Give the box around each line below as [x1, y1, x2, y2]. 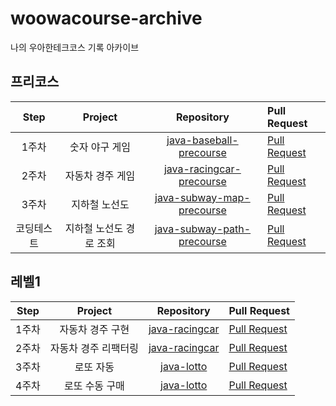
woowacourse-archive [10, 7, 203, 30]
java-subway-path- [154, 222, 252, 236]
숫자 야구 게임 [69, 140, 131, 154]
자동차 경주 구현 [59, 322, 130, 336]
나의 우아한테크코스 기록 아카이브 [10, 41, 140, 53]
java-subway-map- [154, 190, 251, 204]
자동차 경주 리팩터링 [49, 341, 139, 355]
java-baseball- [166, 133, 239, 147]
